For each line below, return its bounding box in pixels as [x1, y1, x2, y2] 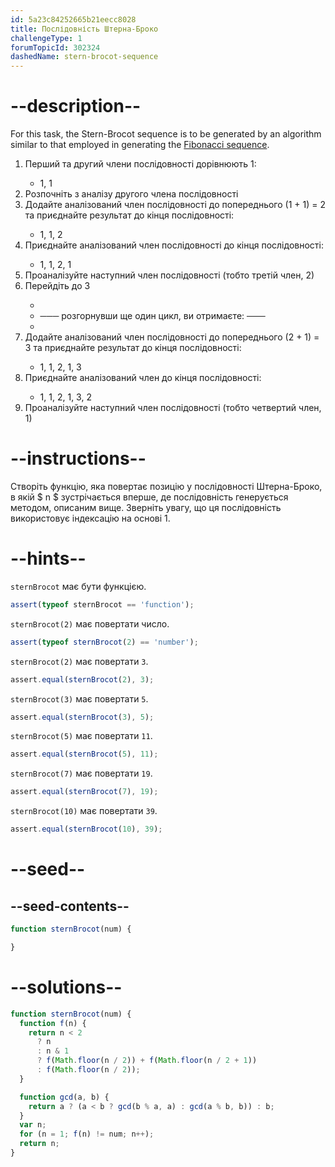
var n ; [19, 1120, 47, 1130]
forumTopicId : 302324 [10, 42, 101, 53]
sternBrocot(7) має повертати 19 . [10, 767, 153, 780]
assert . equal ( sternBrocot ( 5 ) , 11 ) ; [10, 749, 159, 760]
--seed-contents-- [10, 897, 130, 915]
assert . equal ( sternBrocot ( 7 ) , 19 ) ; [10, 787, 159, 797]
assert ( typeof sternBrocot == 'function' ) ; [10, 599, 195, 610]
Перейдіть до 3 [24, 280, 91, 292]
